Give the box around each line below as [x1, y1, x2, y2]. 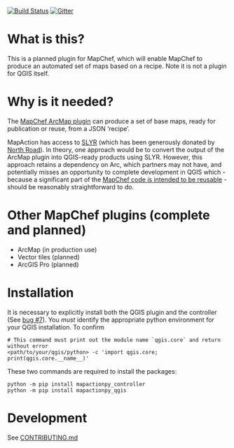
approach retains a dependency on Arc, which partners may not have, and [7, 160, 222, 168]
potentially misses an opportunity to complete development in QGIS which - [7, 168, 226, 176]
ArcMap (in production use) [17, 245, 97, 254]
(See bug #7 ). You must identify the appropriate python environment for [7, 315, 215, 324]
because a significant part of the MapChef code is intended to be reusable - [7, 175, 227, 184]
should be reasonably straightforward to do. [7, 182, 135, 191]
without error [7, 342, 49, 350]
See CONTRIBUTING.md [7, 433, 78, 442]
